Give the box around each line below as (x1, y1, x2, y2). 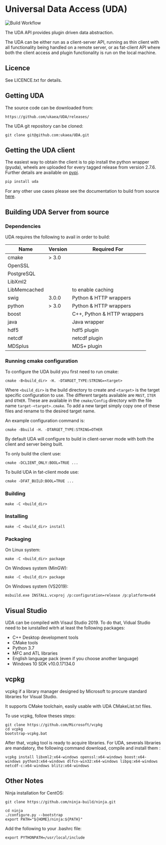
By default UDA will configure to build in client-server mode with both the (5, 436, 154, 442)
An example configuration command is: (5, 418, 85, 424)
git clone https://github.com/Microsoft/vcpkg (5, 722, 103, 727)
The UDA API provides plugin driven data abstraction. (5, 29, 114, 35)
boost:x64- (124, 754, 147, 759)
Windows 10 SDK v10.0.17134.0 (12, 661, 75, 667)
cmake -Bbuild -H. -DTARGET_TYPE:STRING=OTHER (5, 427, 103, 432)
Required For (92, 245, 124, 252)
